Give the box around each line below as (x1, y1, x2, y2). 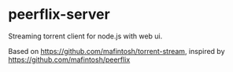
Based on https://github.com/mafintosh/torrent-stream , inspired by (8, 46, 226, 56)
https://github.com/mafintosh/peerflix (8, 55, 131, 64)
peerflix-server (8, 5, 110, 23)
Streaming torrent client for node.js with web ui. (8, 31, 163, 41)
